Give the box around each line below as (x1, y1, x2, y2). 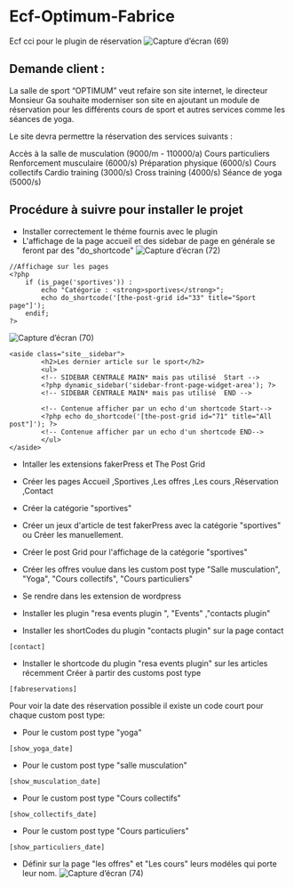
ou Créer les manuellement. (21, 529, 124, 540)
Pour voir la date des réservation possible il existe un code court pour (9, 700, 264, 711)
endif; (25, 309, 50, 318)
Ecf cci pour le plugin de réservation (9, 36, 142, 46)
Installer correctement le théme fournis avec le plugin (21, 225, 218, 237)
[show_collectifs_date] (9, 810, 98, 818)
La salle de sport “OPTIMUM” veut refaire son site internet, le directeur (9, 85, 268, 95)
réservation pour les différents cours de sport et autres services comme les (9, 104, 286, 115)
